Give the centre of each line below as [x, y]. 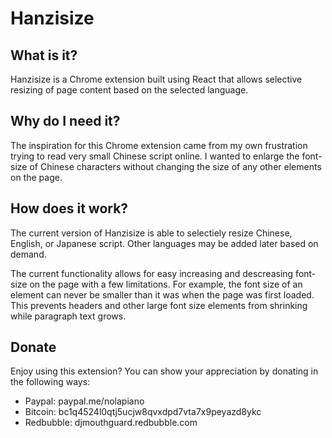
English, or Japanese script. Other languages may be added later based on [164, 243]
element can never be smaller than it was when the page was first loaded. [162, 294]
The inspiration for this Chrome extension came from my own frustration [159, 145]
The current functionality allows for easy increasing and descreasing [152, 273]
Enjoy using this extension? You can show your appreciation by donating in [164, 371]
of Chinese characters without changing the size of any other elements [175, 166]
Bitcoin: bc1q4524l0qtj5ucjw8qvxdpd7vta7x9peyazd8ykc [143, 412]
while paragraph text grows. [68, 316]
